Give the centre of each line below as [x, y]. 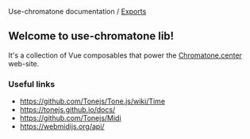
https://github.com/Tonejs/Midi [70, 118]
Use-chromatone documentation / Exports [77, 11]
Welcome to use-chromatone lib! [91, 36]
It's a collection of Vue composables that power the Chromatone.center [125, 55]
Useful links [32, 84]
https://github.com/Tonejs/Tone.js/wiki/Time [92, 101]
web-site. [24, 63]
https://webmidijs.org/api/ [62, 126]
